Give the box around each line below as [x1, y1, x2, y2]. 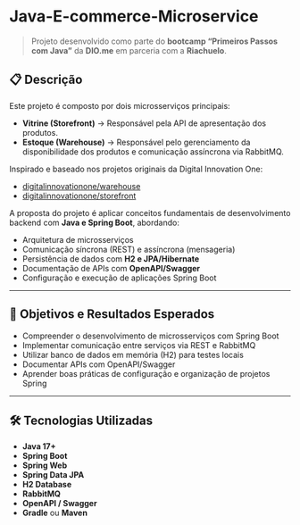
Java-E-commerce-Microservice [9, 6, 259, 27]
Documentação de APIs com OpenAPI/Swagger [21, 262, 201, 273]
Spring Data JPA [21, 470, 85, 480]
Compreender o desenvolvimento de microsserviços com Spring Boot [21, 330, 279, 341]
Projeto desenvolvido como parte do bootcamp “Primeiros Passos [30, 36, 279, 46]
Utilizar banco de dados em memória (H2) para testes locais [21, 349, 244, 360]
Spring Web [21, 460, 68, 471]
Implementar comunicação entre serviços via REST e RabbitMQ [21, 339, 256, 350]
